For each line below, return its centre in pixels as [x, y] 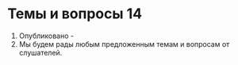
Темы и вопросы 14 [75, 14]
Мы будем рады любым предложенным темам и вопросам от [124, 44]
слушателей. [40, 52]
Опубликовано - [46, 36]
